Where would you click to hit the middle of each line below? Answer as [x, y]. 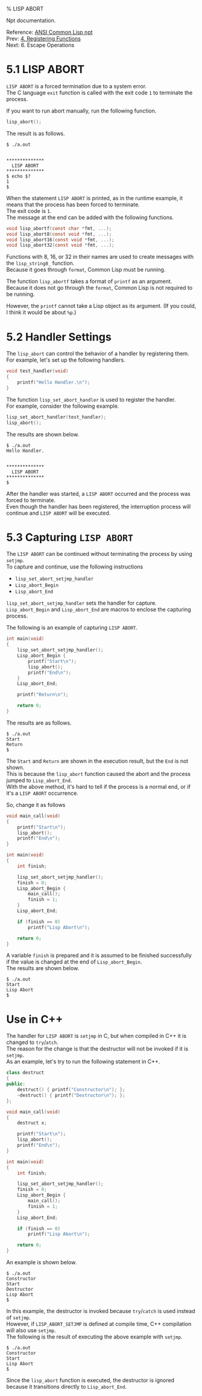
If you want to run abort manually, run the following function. [81, 111]
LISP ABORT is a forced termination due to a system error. [76, 86]
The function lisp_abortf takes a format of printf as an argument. [89, 281]
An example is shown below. [42, 1262]
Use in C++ [35, 1019]
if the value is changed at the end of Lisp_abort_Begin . [74, 962]
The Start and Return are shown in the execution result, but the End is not [97, 761]
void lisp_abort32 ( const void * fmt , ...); [60, 245]
